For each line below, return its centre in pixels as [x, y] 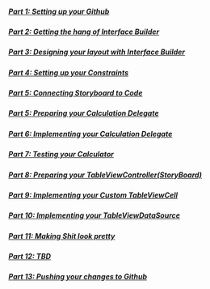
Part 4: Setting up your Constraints [69, 72]
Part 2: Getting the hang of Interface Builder [84, 32]
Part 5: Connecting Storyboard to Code [76, 93]
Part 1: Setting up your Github [59, 11]
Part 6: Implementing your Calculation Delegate [90, 134]
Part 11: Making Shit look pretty [62, 236]
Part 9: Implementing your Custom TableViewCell [93, 195]
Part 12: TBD [29, 257]
